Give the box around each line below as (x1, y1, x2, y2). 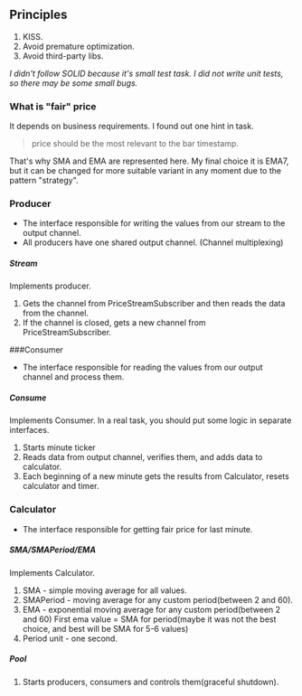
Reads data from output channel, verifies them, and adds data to (22, 452, 263, 463)
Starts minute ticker (22, 442, 97, 453)
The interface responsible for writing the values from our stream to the (22, 218, 286, 229)
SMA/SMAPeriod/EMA (9, 544, 97, 555)
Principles (9, 7, 68, 23)
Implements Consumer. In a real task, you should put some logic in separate (9, 415, 292, 426)
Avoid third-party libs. (22, 50, 104, 61)
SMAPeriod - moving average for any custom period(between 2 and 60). (22, 594, 294, 605)
